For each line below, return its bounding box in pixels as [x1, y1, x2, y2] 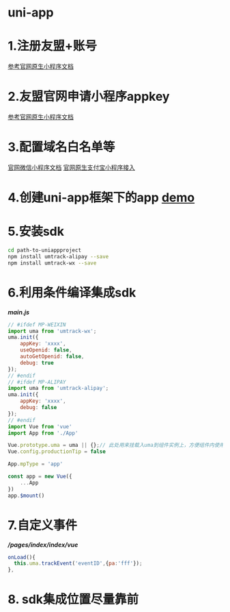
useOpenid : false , [20, 347, 72, 354]
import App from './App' [8, 430, 78, 437]
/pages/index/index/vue [8, 540, 78, 549]
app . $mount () [8, 492, 45, 499]
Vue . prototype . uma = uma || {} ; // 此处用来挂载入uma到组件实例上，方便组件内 [8, 442, 214, 449]
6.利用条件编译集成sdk [8, 284, 136, 300]
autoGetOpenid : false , [20, 353, 85, 360]
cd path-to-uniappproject [8, 247, 81, 254]
